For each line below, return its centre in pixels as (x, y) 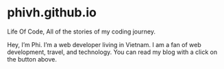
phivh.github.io (52, 13)
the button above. (32, 59)
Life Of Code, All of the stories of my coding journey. (82, 31)
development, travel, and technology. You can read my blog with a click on (112, 52)
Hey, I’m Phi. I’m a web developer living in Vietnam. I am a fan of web (104, 44)
